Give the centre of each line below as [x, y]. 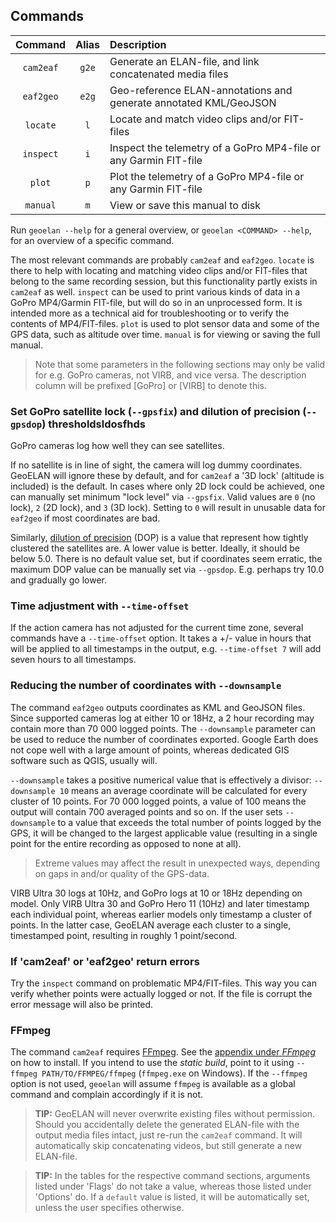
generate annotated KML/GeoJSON [193, 102]
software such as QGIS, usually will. [84, 760]
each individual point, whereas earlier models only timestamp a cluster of [161, 914]
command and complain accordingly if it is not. [107, 1095]
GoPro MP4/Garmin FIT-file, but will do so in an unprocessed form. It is [156, 302]
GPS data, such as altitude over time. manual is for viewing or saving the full [165, 334]
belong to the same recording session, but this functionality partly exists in [164, 281]
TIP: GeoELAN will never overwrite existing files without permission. [175, 1114]
